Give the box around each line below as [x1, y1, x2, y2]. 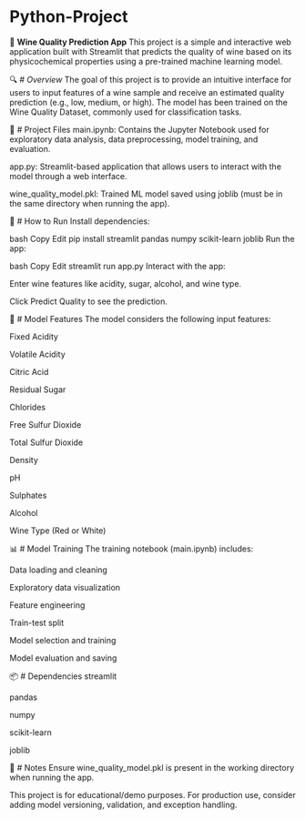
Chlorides [9, 401, 46, 412]
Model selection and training [9, 634, 117, 645]
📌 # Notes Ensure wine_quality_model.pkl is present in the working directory [9, 762, 295, 773]
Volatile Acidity [9, 349, 66, 359]
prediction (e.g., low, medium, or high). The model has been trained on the [9, 96, 289, 107]
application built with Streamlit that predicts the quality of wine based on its [9, 45, 292, 56]
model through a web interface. [9, 170, 127, 181]
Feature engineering [9, 599, 86, 611]
